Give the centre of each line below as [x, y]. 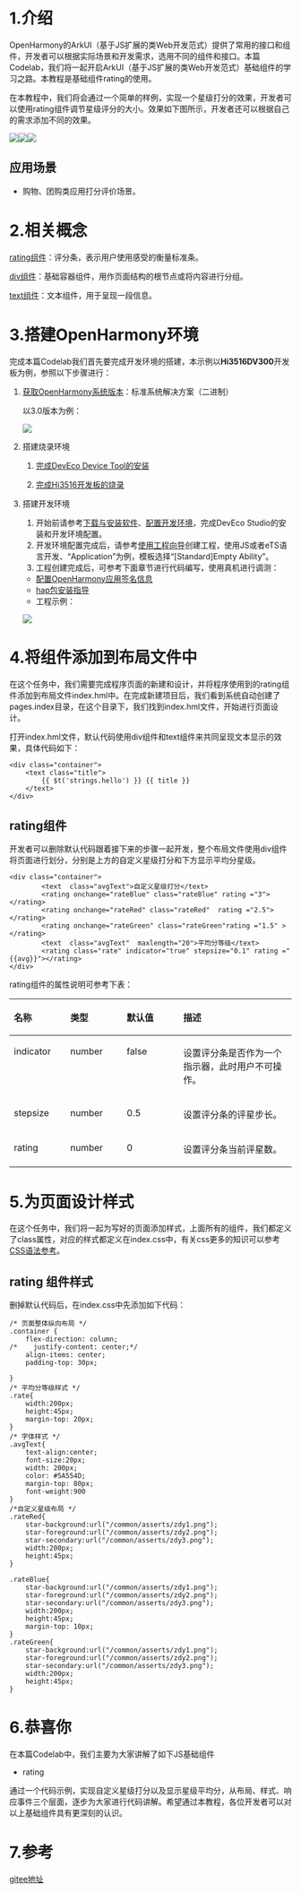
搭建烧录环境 [46, 446]
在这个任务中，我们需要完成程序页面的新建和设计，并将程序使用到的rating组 [149, 684]
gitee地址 [26, 1879]
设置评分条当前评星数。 [232, 1150]
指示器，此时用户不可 [228, 1067]
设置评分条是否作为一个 [232, 1053]
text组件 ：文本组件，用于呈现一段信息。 [83, 295]
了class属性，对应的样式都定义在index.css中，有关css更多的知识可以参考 [145, 1240]
